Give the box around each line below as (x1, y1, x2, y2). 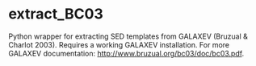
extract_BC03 (8, 5, 103, 23)
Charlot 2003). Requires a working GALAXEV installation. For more (8, 39, 230, 49)
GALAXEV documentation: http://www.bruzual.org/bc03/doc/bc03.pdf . (8, 48, 245, 58)
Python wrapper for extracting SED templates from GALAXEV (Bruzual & (8, 31, 249, 41)
